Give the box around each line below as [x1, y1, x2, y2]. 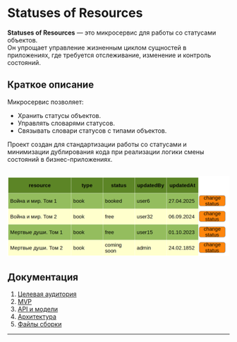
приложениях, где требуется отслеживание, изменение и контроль [7, 51, 212, 59]
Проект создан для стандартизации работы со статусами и [7, 140, 187, 148]
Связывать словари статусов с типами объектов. [17, 126, 167, 135]
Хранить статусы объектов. [17, 111, 101, 119]
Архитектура [17, 312, 56, 321]
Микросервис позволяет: [7, 98, 84, 106]
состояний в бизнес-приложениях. [7, 155, 113, 163]
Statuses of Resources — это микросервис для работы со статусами [7, 28, 217, 37]
